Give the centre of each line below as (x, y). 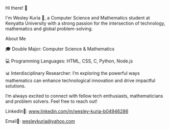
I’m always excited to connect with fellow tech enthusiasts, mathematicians (84, 96)
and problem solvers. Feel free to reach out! (51, 101)
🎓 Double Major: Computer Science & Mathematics (60, 49)
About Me (16, 39)
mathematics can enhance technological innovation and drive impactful (80, 80)
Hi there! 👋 (17, 8)
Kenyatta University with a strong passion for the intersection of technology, (86, 23)
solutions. (16, 86)
